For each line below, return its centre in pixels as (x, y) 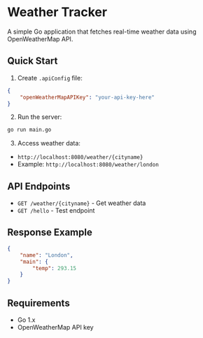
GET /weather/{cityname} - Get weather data (82, 203)
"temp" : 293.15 (55, 268)
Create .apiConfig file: (50, 78)
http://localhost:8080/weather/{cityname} (80, 157)
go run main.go (29, 130)
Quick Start (33, 61)
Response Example (50, 233)
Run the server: (40, 117)
